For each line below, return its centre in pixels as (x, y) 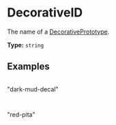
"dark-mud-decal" (33, 89)
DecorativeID (45, 13)
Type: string (26, 45)
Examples (28, 67)
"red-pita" (21, 114)
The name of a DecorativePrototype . (58, 32)
